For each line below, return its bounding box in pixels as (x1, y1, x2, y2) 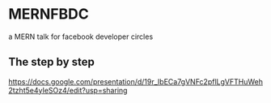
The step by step (8, 55, 95, 69)
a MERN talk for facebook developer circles (8, 32, 154, 41)
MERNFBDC (8, 5, 89, 24)
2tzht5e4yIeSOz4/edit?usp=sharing (8, 85, 128, 95)
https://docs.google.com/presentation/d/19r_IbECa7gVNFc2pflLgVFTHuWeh (8, 76, 263, 86)
